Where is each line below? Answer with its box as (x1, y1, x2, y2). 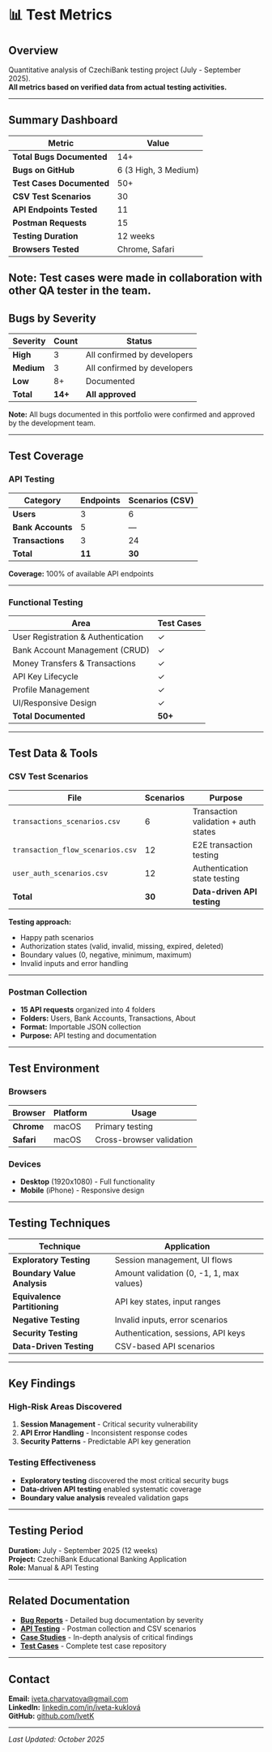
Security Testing (12, 1327, 79, 1339)
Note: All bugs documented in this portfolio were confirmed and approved (8, 410, 255, 420)
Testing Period (8, 1524, 83, 1538)
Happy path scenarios (19, 932, 95, 942)
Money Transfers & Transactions (12, 658, 136, 669)
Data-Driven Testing (12, 1340, 95, 1352)
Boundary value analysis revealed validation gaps (19, 1492, 189, 1502)
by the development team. (8, 418, 96, 428)
